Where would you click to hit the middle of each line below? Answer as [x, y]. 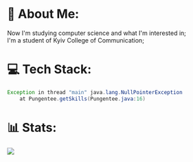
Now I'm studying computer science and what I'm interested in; [97, 33]
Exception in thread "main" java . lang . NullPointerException [95, 92]
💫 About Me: [43, 14]
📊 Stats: [32, 127]
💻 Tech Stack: [49, 70]
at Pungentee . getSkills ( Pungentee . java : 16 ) [83, 99]
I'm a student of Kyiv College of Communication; [76, 40]
